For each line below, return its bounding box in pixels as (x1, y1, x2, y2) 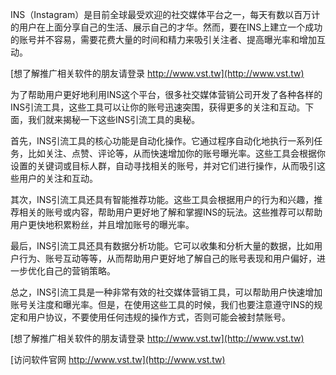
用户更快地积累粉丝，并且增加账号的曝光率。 (10, 219, 195, 230)
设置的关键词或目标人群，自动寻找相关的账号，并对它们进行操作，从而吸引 (10, 160, 317, 172)
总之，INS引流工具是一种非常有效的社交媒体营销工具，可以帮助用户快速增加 (10, 286, 323, 298)
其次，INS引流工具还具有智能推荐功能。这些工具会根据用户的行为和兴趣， (10, 194, 315, 205)
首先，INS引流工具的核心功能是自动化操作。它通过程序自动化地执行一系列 (10, 135, 315, 147)
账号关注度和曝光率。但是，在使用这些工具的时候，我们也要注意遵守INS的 (10, 299, 315, 310)
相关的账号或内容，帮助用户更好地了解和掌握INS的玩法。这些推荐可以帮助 (18, 206, 323, 218)
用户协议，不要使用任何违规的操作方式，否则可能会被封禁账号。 (27, 311, 291, 323)
